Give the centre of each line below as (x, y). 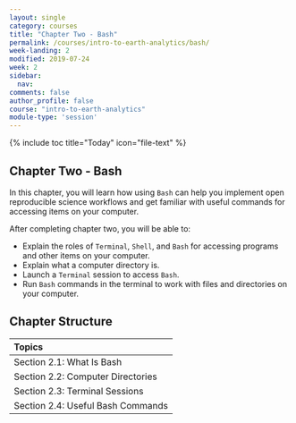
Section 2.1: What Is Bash (68, 361)
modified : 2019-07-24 (50, 59)
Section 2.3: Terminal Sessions (79, 391)
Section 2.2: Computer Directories (86, 376)
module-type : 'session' (54, 117)
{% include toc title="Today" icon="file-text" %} (98, 143)
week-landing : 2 (39, 51)
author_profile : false (51, 101)
